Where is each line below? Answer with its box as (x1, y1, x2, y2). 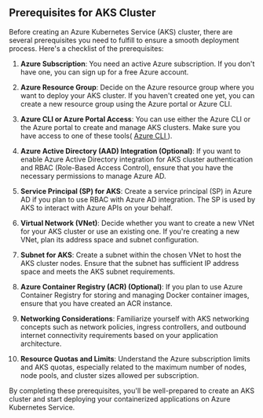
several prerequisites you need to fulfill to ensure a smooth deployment (9, 35, 239, 45)
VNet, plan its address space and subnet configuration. (20, 234, 199, 244)
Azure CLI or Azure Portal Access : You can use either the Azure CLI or (20, 114, 250, 124)
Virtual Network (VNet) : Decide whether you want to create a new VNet (20, 218, 254, 227)
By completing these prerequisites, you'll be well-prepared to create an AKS (9, 386, 254, 395)
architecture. (20, 339, 62, 348)
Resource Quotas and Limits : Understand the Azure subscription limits (20, 354, 250, 363)
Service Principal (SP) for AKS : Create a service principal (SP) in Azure (20, 186, 253, 195)
